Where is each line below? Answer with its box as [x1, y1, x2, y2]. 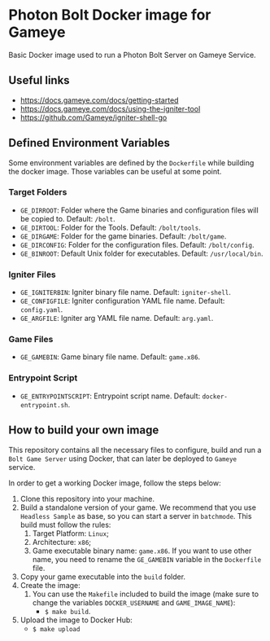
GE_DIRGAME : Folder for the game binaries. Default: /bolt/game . [20, 230, 227, 241]
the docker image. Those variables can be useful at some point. [8, 166, 222, 176]
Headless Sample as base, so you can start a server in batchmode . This [20, 511, 252, 520]
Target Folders [8, 187, 67, 198]
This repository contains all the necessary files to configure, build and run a [8, 445, 262, 454]
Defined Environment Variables [8, 136, 171, 150]
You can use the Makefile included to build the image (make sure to [32, 589, 259, 599]
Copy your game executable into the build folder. [20, 572, 185, 582]
